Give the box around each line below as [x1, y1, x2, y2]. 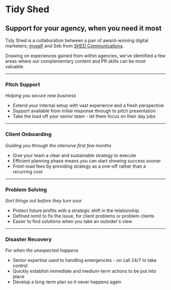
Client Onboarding [5, 131, 52, 138]
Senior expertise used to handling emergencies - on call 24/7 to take [12, 257, 157, 263]
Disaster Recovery [5, 235, 52, 243]
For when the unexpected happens [5, 247, 79, 253]
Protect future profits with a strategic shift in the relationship [12, 207, 139, 214]
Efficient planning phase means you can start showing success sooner [12, 157, 161, 164]
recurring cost [12, 168, 43, 174]
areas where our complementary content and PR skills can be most [5, 58, 146, 64]
